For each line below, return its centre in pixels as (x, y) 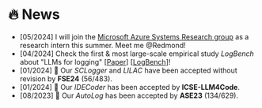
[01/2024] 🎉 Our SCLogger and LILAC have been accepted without (128, 70)
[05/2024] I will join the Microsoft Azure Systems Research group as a (134, 36)
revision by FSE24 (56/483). (66, 78)
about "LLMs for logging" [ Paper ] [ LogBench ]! (95, 61)
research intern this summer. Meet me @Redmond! (103, 45)
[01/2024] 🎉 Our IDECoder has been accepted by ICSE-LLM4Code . (129, 87)
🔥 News (34, 15)
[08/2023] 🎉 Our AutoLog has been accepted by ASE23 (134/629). (129, 95)
